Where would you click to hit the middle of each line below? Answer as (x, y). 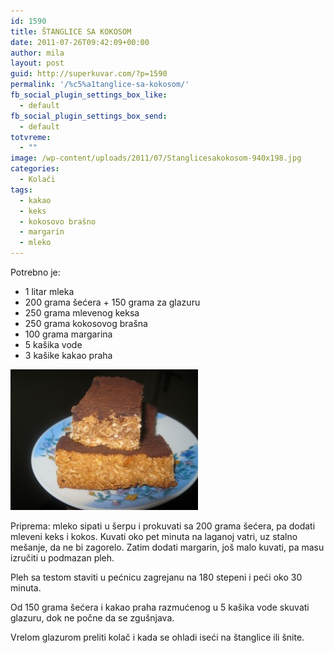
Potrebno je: (35, 272)
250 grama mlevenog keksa (82, 313)
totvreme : (31, 137)
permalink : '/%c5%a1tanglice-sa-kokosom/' (100, 85)
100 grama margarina (68, 334)
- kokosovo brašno (58, 221)
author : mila (37, 53)
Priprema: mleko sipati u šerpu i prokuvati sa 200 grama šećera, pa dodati (163, 526)
